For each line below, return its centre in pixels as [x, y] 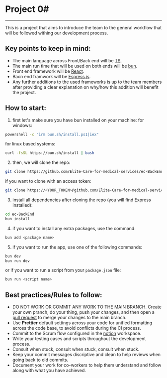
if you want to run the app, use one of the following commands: [77, 247]
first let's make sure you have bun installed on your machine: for [78, 120]
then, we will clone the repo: [41, 162]
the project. [24, 92]
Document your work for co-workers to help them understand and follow [87, 365]
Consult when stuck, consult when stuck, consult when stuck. [76, 349]
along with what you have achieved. [49, 371]
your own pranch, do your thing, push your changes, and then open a [83, 312]
